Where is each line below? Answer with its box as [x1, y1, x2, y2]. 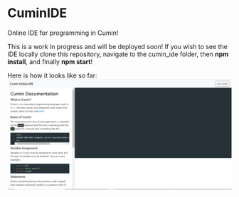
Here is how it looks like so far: [7, 71, 97, 80]
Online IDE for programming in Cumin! [7, 28, 119, 37]
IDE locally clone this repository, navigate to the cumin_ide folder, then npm [7, 50, 229, 58]
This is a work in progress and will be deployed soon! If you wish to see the [7, 42, 228, 50]
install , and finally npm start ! [7, 57, 93, 65]
